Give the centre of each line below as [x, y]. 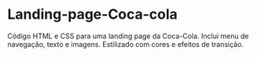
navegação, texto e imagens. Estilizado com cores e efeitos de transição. [126, 44]
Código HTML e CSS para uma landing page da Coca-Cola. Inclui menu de [128, 36]
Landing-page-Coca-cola [93, 14]
